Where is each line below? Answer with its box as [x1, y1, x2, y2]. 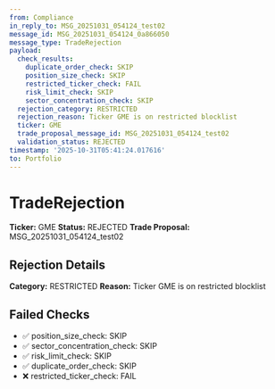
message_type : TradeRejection [9, 37, 122, 47]
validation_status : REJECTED [17, 137, 126, 146]
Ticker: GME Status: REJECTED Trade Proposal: [9, 222, 190, 233]
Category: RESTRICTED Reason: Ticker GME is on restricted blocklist [9, 281, 266, 292]
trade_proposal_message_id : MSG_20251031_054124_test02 [17, 129, 229, 138]
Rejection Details [9, 257, 105, 272]
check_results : [17, 54, 74, 63]
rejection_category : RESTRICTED [17, 104, 138, 113]
